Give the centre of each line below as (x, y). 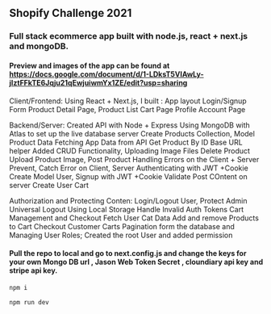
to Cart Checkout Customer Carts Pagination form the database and (122, 226)
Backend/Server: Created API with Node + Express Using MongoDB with (130, 125)
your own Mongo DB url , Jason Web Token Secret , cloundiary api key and (136, 262)
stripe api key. (33, 270)
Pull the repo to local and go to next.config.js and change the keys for (128, 253)
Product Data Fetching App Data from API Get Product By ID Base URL (126, 142)
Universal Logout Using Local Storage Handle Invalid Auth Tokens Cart (127, 209)
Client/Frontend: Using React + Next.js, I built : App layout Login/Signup (128, 101)
